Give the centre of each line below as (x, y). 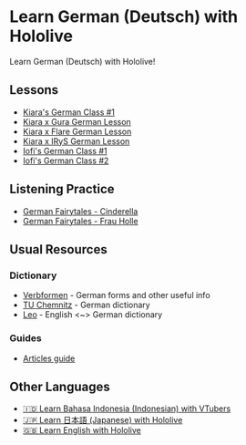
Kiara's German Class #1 (69, 112)
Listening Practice (62, 189)
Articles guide (49, 358)
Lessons (34, 90)
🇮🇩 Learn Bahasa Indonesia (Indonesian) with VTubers (127, 409)
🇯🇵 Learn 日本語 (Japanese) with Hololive (102, 420)
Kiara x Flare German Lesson (77, 131)
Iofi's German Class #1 (65, 150)
